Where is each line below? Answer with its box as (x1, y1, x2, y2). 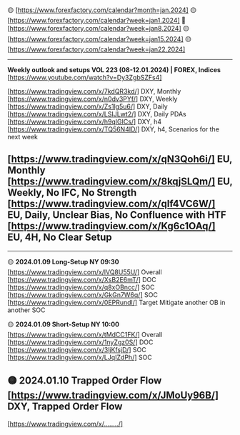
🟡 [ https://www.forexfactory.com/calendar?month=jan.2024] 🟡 (7, 6, 197, 14)
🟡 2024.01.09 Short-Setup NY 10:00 (7, 320, 120, 329)
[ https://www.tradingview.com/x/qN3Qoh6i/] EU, (7, 153, 233, 166)
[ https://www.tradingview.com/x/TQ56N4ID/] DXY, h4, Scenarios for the (7, 125, 220, 134)
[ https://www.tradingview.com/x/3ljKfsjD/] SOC (7, 345, 146, 354)
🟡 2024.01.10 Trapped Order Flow (7, 374, 162, 387)
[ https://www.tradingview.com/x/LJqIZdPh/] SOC (7, 353, 152, 361)
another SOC (7, 306, 46, 314)
